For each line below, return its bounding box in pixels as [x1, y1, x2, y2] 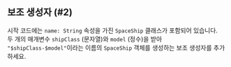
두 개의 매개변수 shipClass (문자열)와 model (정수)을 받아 [7, 35, 163, 43]
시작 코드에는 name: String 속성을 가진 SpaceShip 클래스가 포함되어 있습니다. [7, 26, 218, 35]
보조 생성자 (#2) [7, 6, 73, 19]
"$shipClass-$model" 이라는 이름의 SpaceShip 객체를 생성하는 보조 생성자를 [7, 44, 212, 52]
